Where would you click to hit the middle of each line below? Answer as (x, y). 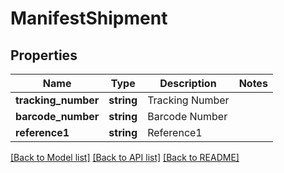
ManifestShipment (89, 18)
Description (188, 83)
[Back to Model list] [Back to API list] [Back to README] (125, 157)
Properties (44, 55)
